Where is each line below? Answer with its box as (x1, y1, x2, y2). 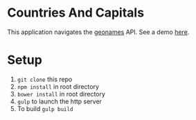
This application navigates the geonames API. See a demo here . (7, 28, 190, 36)
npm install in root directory (17, 82, 99, 91)
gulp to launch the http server (17, 97, 103, 105)
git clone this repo (17, 75, 73, 83)
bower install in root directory (17, 89, 106, 98)
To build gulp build (17, 104, 73, 112)
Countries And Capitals (7, 5, 144, 21)
